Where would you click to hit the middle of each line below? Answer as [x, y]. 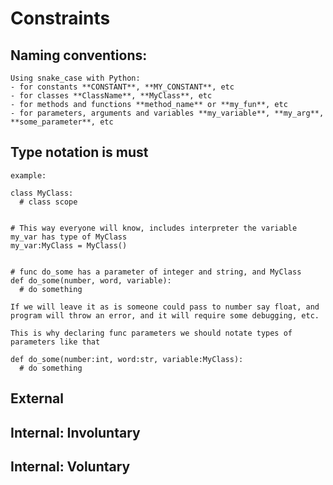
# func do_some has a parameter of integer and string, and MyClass [156, 272]
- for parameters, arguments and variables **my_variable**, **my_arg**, [167, 113]
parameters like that [55, 342]
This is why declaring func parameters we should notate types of [151, 333]
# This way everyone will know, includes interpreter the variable [154, 228]
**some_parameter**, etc [62, 122]
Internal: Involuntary [75, 432]
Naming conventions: [79, 55]
